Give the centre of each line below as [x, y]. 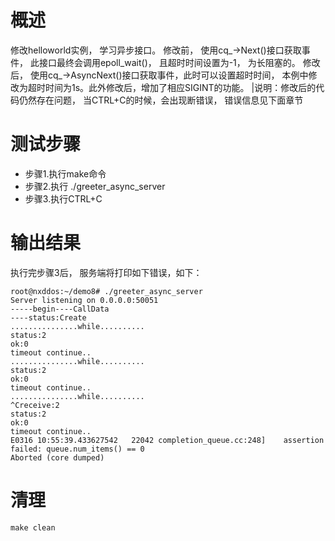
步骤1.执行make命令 [65, 173]
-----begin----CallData [60, 309]
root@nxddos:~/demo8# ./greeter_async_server [106, 291]
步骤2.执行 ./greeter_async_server [95, 186]
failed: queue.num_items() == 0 [77, 449]
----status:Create [48, 317]
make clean [33, 527]
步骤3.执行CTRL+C [63, 198]
